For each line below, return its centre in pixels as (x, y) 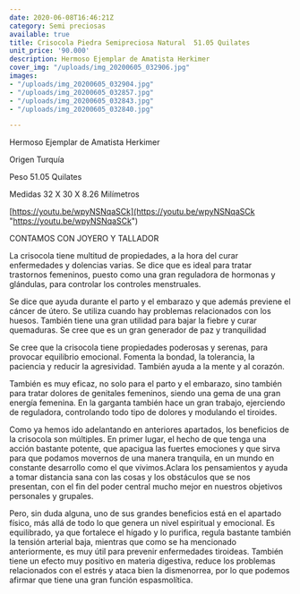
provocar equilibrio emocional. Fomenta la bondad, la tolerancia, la (132, 357)
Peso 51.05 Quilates (46, 177)
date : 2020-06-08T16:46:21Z (62, 17)
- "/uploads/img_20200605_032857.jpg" (81, 92)
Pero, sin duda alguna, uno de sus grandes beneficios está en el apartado (146, 513)
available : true (39, 34)
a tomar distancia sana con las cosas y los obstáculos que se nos (130, 477)
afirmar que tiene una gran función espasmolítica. (101, 580)
